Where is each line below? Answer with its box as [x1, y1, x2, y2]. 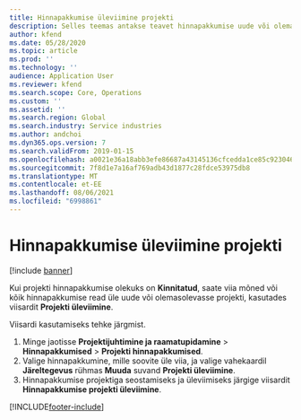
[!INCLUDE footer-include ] [9, 401, 105, 412]
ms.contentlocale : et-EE [9, 180, 102, 189]
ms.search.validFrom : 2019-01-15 [9, 146, 134, 155]
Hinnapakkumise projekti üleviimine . [21, 383, 162, 395]
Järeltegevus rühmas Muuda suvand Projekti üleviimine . [21, 364, 236, 375]
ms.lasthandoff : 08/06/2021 [9, 188, 115, 197]
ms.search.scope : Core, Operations [9, 88, 142, 97]
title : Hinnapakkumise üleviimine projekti [9, 13, 175, 22]
